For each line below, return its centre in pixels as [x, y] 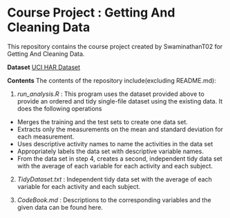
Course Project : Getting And [91, 13]
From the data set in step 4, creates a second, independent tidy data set [119, 158]
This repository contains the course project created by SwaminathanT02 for [115, 46]
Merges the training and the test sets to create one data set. [102, 121]
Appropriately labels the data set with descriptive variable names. [110, 151]
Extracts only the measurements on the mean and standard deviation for [120, 129]
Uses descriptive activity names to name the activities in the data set [115, 143]
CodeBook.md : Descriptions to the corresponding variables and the [114, 200]
